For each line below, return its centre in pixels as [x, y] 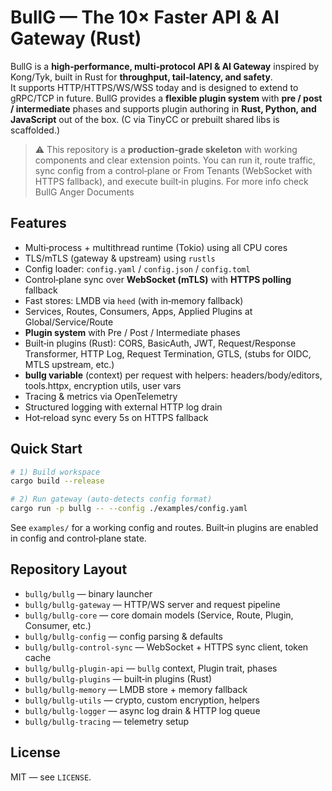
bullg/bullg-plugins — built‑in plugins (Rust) [118, 678]
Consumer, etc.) [58, 625]
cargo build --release [57, 481]
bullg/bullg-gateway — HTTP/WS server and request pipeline [152, 604]
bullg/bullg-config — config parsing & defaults [123, 636]
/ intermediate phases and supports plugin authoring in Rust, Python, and [163, 108]
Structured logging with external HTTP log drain [123, 407]
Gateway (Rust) [76, 38]
